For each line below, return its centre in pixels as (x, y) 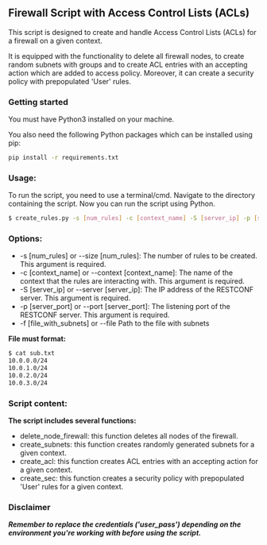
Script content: (38, 403)
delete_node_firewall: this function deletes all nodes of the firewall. (129, 436)
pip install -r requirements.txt (64, 158)
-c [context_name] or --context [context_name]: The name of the (126, 272)
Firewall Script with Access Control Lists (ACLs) (129, 13)
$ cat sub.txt (32, 354)
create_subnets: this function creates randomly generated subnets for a (137, 445)
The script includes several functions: (72, 421)
